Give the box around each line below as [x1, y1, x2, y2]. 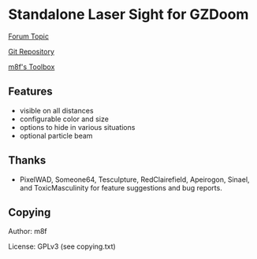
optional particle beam [19, 131, 93, 140]
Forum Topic [8, 31, 50, 41]
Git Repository [8, 46, 55, 56]
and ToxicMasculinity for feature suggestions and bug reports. [19, 183, 222, 192]
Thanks [8, 154, 47, 167]
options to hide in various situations [19, 122, 136, 131]
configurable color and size [19, 114, 109, 124]
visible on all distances [19, 105, 94, 115]
